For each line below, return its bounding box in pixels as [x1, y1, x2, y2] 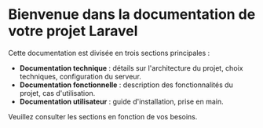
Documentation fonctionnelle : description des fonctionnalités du [19, 80, 233, 90]
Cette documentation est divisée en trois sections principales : [8, 48, 210, 57]
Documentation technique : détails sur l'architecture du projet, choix [19, 63, 243, 72]
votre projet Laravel [8, 22, 138, 40]
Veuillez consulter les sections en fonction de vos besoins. [8, 112, 198, 121]
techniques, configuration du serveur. [19, 71, 141, 81]
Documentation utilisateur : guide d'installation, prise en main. [19, 97, 224, 106]
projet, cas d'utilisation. [19, 88, 96, 97]
